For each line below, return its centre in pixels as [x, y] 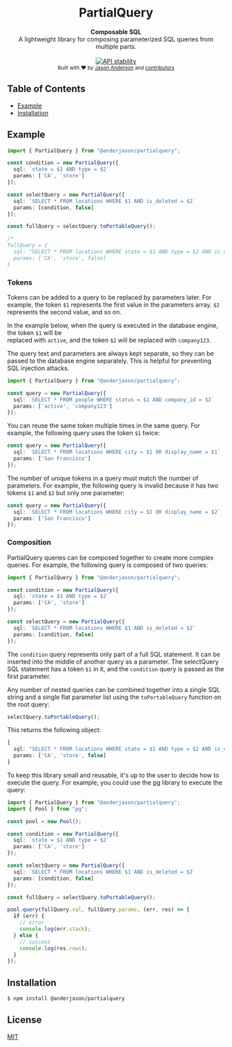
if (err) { [29, 916]
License [25, 1020]
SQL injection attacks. [38, 368]
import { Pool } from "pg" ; [48, 809]
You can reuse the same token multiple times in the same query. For [104, 425]
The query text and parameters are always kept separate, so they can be [110, 353]
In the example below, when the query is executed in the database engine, [113, 325]
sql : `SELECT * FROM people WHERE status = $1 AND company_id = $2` [114, 400]
